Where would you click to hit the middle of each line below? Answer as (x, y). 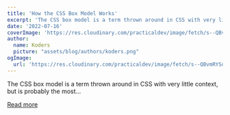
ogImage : (20, 58)
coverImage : (24, 33)
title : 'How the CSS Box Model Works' (62, 13)
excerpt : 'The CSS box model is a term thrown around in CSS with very (111, 20)
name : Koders (32, 45)
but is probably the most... (44, 91)
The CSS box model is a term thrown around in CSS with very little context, (113, 84)
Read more (23, 104)
